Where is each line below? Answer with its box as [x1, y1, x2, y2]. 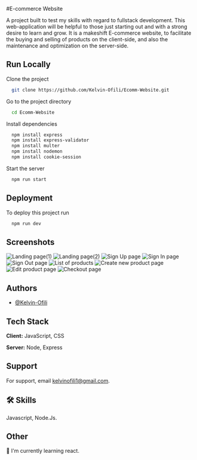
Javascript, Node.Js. [6, 414, 57, 421]
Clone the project [6, 75, 49, 83]
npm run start [11, 176, 47, 182]
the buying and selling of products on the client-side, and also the [6, 36, 168, 43]
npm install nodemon [11, 149, 63, 155]
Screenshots [6, 237, 55, 247]
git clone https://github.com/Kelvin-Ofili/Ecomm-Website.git [11, 87, 170, 93]
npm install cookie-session [11, 154, 82, 161]
